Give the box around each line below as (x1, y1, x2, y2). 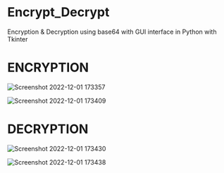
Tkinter (7, 34, 28, 43)
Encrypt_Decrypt (7, 4, 110, 20)
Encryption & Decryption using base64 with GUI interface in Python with (7, 27, 217, 36)
